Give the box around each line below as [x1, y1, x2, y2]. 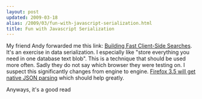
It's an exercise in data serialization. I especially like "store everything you [6, 49, 190, 56]
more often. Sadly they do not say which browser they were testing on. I [6, 62, 185, 69]
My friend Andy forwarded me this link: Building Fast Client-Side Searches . [6, 42, 192, 49]
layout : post [6, 8, 39, 15]
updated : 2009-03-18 [6, 14, 58, 21]
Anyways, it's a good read [6, 86, 71, 94]
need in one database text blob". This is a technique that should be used [6, 55, 186, 62]
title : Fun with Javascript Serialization [6, 25, 115, 32]
